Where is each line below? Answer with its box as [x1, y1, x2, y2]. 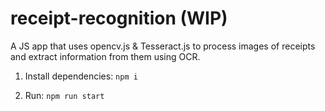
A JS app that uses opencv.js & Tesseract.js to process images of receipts [10, 40, 316, 52]
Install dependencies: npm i [24, 70, 138, 82]
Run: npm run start [24, 89, 105, 101]
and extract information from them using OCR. [10, 50, 201, 62]
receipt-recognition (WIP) [10, 7, 228, 30]
